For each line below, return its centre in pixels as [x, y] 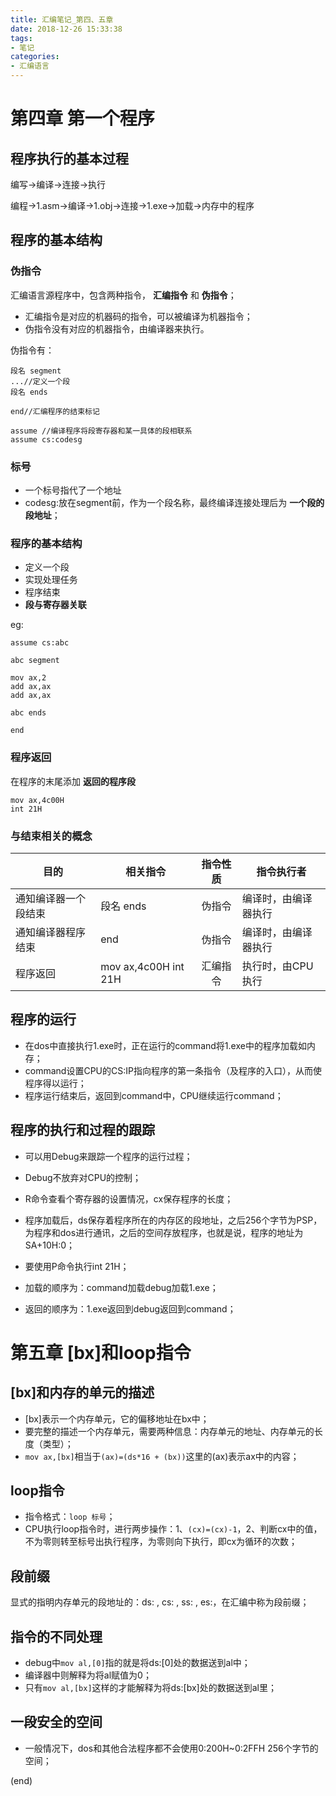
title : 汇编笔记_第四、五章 [62, 19]
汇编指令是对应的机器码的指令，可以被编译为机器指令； [138, 316]
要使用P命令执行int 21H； [77, 1266]
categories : [35, 57]
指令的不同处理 [56, 1636]
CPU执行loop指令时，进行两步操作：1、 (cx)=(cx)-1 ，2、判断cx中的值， [173, 1529]
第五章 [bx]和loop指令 [101, 1352]
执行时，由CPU [277, 966]
